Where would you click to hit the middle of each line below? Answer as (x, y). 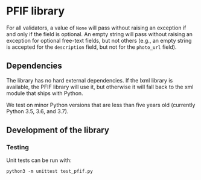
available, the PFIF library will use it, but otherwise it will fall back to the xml (100, 87)
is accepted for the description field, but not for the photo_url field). (91, 47)
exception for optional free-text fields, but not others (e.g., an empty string (99, 40)
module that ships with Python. (45, 93)
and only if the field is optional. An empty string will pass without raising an (100, 34)
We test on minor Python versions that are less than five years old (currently (101, 105)
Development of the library (58, 130)
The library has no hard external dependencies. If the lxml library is (90, 80)
